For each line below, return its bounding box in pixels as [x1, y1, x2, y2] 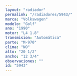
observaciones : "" [5, 58, 43, 63]
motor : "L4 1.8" [5, 30, 39, 35]
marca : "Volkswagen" [5, 16, 48, 21]
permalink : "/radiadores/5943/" [5, 12, 72, 17]
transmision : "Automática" [5, 35, 61, 40]
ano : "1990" [5, 26, 30, 31]
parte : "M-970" [5, 40, 37, 45]
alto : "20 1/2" [5, 49, 37, 54]
